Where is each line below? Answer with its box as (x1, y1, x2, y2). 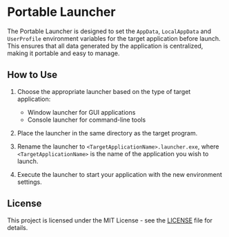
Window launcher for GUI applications (27, 108, 136, 116)
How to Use (7, 69, 58, 81)
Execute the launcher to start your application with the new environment (17, 170, 223, 178)
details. (7, 223, 28, 231)
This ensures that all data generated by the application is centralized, (7, 41, 203, 50)
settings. (17, 178, 43, 186)
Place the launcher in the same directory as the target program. (17, 129, 198, 137)
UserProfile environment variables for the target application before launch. (7, 34, 221, 42)
